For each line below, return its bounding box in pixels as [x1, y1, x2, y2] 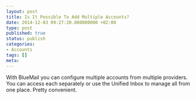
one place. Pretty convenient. [6, 86, 77, 93]
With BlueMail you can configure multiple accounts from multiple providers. [6, 74, 188, 81]
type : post [6, 25, 33, 31]
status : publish [6, 36, 46, 42]
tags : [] [6, 52, 27, 58]
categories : [6, 42, 35, 47]
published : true [6, 30, 46, 36]
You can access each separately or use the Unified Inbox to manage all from [6, 80, 190, 87]
